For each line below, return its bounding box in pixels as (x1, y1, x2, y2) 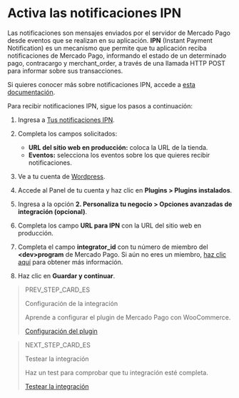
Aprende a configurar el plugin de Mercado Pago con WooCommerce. (24, 312, 231, 322)
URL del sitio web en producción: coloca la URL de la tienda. (28, 143, 208, 151)
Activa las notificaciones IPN (7, 5, 182, 21)
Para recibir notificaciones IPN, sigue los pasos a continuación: (7, 101, 193, 110)
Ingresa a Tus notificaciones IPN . (17, 116, 116, 124)
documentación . (7, 88, 56, 96)
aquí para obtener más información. (17, 257, 123, 266)
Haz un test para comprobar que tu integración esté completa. (24, 368, 208, 377)
